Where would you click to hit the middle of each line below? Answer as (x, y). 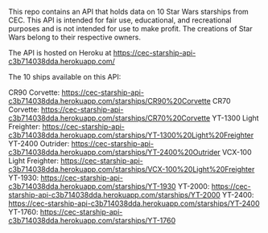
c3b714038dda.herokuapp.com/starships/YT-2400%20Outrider (115, 152)
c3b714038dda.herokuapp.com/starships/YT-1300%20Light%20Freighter (131, 135)
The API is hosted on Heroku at (60, 53)
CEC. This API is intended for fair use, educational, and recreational (120, 20)
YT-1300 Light (235, 118)
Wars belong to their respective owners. (74, 37)
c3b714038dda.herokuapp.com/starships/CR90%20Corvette (109, 101)
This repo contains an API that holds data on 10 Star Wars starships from (129, 12)
